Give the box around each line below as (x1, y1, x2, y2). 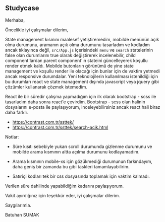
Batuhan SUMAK (5, 212, 40, 218)
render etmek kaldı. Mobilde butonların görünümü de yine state (5, 63, 134, 69)
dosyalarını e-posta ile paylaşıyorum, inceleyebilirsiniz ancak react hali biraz (5, 104, 161, 110)
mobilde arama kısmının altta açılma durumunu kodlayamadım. (12, 148, 140, 154)
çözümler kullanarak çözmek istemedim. (5, 84, 88, 90)
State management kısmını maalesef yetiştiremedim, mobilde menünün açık (5, 36, 160, 42)
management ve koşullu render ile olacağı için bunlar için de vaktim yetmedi (5, 68, 160, 74)
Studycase (5, 4, 40, 12)
